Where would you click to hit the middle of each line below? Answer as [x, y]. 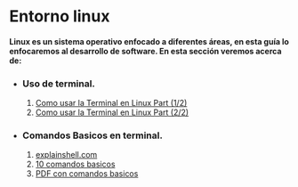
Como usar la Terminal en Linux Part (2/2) [112, 112]
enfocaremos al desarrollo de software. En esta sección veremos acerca [145, 51]
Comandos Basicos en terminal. [92, 135]
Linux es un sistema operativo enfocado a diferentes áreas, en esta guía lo [149, 41]
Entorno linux [60, 16]
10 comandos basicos [75, 164]
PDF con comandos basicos [87, 174]
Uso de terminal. [59, 84]
